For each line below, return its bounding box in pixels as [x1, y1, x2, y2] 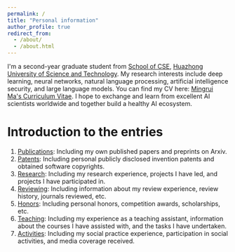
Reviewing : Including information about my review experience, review [17, 184, 219, 193]
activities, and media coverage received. [17, 237, 135, 245]
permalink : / [7, 10, 46, 18]
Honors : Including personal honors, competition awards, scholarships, [17, 199, 221, 208]
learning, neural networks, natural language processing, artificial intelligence [7, 77, 229, 85]
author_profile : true [7, 23, 71, 30]
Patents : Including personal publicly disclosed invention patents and [17, 154, 215, 163]
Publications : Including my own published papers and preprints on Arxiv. [17, 147, 227, 155]
